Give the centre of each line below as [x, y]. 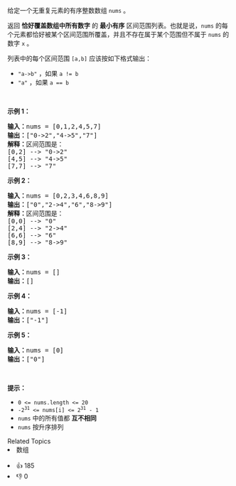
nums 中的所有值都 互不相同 [57, 418]
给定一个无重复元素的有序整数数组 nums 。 [69, 10]
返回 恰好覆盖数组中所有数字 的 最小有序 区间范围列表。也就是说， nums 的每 [118, 26]
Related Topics [29, 441]
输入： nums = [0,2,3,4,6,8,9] [58, 196]
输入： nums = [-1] [37, 311]
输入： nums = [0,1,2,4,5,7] [54, 126]
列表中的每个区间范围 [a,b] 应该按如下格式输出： [79, 58]
